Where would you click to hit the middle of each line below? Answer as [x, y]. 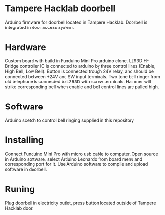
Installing [25, 140]
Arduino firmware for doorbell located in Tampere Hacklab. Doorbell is [76, 22]
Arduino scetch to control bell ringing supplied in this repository [70, 120]
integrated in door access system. [40, 27]
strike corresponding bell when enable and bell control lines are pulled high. [82, 87]
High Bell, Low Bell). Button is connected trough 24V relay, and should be [80, 71]
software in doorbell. [26, 169]
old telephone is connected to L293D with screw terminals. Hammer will [78, 81]
